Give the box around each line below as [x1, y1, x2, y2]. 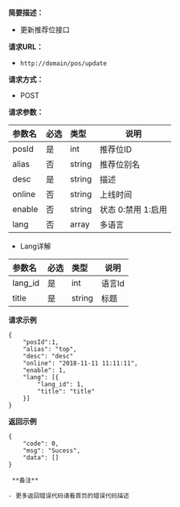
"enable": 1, [22, 366, 67, 374]
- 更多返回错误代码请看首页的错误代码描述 [8, 492, 130, 500]
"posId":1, [22, 338, 59, 346]
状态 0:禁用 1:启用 [99, 204, 167, 215]
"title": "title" [37, 387, 95, 395]
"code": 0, [22, 440, 59, 448]
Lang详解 [19, 241, 51, 251]
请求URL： [8, 42, 44, 51]
